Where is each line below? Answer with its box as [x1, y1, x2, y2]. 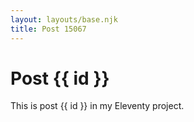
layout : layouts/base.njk [10, 14, 118, 25]
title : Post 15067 [10, 24, 87, 34]
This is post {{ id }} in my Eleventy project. [10, 100, 185, 112]
